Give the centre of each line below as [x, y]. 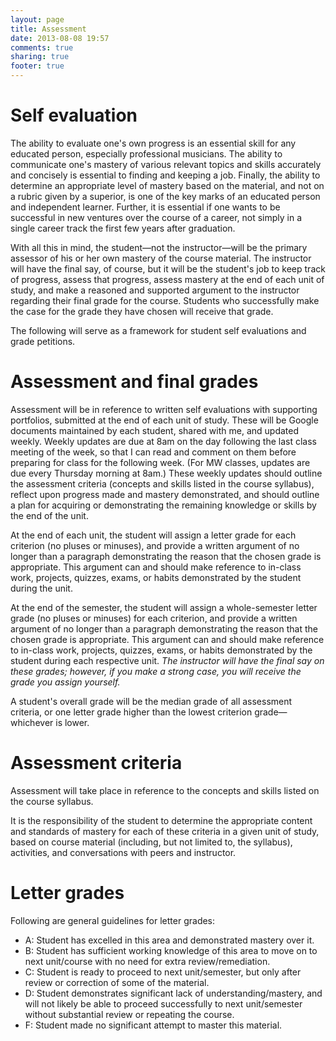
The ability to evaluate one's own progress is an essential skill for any [153, 143]
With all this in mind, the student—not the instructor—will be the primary [159, 247]
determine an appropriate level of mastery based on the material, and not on [167, 185]
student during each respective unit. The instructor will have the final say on [167, 660]
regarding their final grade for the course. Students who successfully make [165, 300]
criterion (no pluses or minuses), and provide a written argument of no [155, 545]
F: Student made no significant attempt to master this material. [153, 1025]
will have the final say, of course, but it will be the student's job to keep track [168, 268]
